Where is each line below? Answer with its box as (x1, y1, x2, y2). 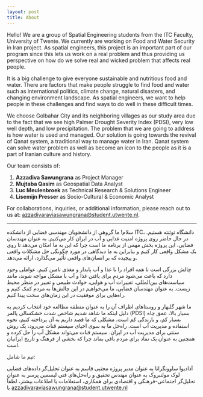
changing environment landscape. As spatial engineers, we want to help (7, 94, 186, 101)
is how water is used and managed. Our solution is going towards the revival (7, 131, 196, 139)
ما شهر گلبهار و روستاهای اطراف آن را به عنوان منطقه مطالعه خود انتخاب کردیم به (7, 302, 192, 310)
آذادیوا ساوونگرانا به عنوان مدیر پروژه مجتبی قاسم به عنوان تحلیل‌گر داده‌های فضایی (7, 364, 193, 372)
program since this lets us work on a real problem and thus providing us (7, 50, 186, 57)
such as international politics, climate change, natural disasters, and (7, 87, 175, 95)
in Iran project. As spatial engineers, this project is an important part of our (7, 43, 192, 51)
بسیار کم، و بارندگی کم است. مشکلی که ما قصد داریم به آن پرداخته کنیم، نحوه (7, 316, 181, 323)
